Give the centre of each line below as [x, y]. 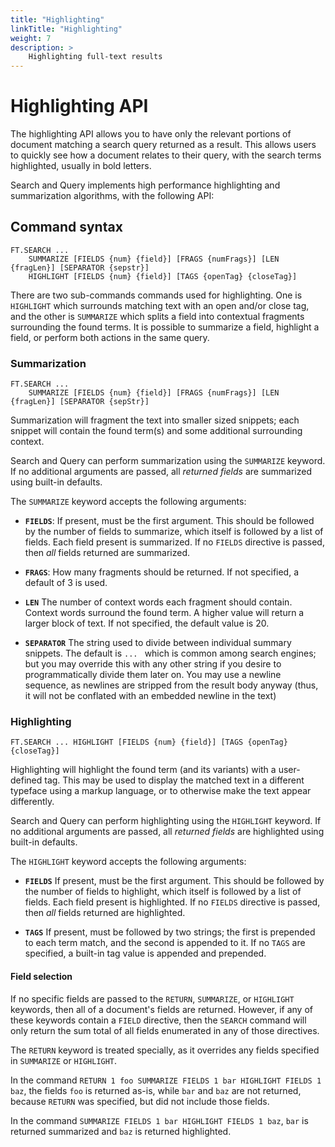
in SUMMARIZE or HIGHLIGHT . [64, 1060]
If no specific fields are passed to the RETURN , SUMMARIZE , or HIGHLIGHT [152, 998]
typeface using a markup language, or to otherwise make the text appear [161, 791]
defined [26, 780]
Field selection [41, 977]
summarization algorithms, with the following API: [112, 196]
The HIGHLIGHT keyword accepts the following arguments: [128, 862]
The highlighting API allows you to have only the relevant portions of [151, 134]
